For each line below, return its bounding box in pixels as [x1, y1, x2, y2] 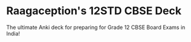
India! [6, 30, 20, 37]
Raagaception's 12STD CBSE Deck [6, 4, 182, 18]
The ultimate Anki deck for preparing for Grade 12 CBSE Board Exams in [6, 24, 186, 31]
